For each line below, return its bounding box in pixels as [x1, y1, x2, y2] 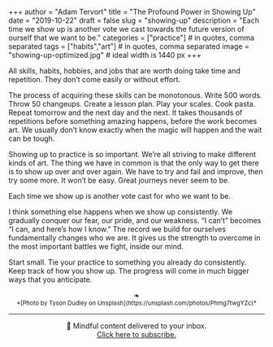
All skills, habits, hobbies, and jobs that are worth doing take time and [8, 66, 241, 76]
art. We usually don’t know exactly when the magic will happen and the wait [8, 125, 262, 134]
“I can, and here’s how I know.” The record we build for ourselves [8, 224, 226, 234]
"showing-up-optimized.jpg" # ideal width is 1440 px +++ [8, 51, 201, 59]
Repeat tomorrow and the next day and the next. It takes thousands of [8, 108, 243, 117]
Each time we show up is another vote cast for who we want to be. [8, 191, 232, 200]
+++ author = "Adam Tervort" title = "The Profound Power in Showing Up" [8, 7, 256, 16]
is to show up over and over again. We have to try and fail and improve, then [8, 167, 263, 176]
